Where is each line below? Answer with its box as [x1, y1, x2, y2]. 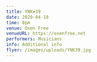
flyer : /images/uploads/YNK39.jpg [6, 47, 92, 53]
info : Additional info [6, 42, 62, 48]
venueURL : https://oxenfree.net [6, 31, 86, 37]
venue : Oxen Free [6, 25, 49, 31]
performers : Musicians [6, 36, 62, 42]
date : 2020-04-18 [6, 14, 49, 20]
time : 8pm [6, 19, 31, 25]
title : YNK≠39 [6, 8, 41, 15]
